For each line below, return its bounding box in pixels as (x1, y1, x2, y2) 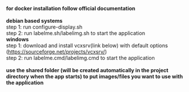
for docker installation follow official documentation (6, 5, 136, 12)
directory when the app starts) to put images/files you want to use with (6, 73, 183, 80)
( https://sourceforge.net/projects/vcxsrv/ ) (6, 48, 107, 55)
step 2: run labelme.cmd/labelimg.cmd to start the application (6, 55, 155, 61)
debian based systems (6, 17, 63, 24)
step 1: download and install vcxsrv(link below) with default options (6, 42, 168, 49)
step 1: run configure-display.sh (6, 23, 83, 30)
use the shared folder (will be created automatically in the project (6, 67, 168, 73)
